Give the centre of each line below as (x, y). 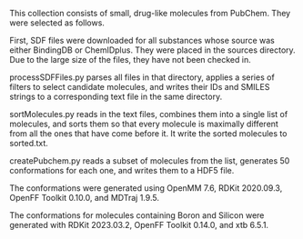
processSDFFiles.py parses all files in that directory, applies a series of (142, 77)
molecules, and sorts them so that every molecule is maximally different (144, 124)
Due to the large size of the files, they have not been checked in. (131, 60)
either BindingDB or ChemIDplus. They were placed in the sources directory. (152, 50)
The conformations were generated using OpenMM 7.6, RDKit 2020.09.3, (146, 188)
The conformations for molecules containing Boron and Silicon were (137, 215)
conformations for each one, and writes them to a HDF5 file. (122, 170)
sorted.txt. (29, 143)
